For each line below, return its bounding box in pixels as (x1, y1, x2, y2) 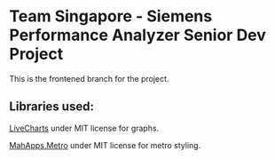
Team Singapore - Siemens (9, 6, 213, 27)
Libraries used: (9, 99, 95, 115)
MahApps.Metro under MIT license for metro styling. (9, 139, 201, 150)
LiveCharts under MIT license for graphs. (9, 123, 160, 133)
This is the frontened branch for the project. (9, 73, 169, 83)
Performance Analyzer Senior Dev (9, 25, 266, 45)
